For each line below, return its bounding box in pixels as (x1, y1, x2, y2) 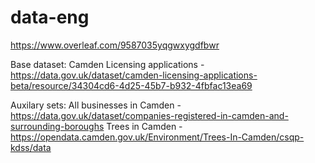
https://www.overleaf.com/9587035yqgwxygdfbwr (10, 39, 220, 51)
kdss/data (10, 141, 52, 153)
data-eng (10, 6, 90, 29)
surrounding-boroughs (10, 120, 105, 132)
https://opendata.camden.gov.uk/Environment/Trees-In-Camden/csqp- (10, 131, 305, 143)
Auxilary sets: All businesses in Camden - (10, 99, 182, 111)
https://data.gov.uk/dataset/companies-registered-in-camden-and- (10, 109, 289, 121)
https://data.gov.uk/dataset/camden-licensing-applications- (10, 69, 258, 81)
